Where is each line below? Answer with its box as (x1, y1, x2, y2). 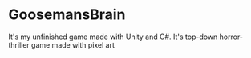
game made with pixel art (30, 40, 115, 49)
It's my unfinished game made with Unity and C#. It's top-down (8, 32, 218, 41)
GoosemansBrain (8, 6, 126, 24)
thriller (8, 40, 30, 49)
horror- (219, 32, 243, 41)
